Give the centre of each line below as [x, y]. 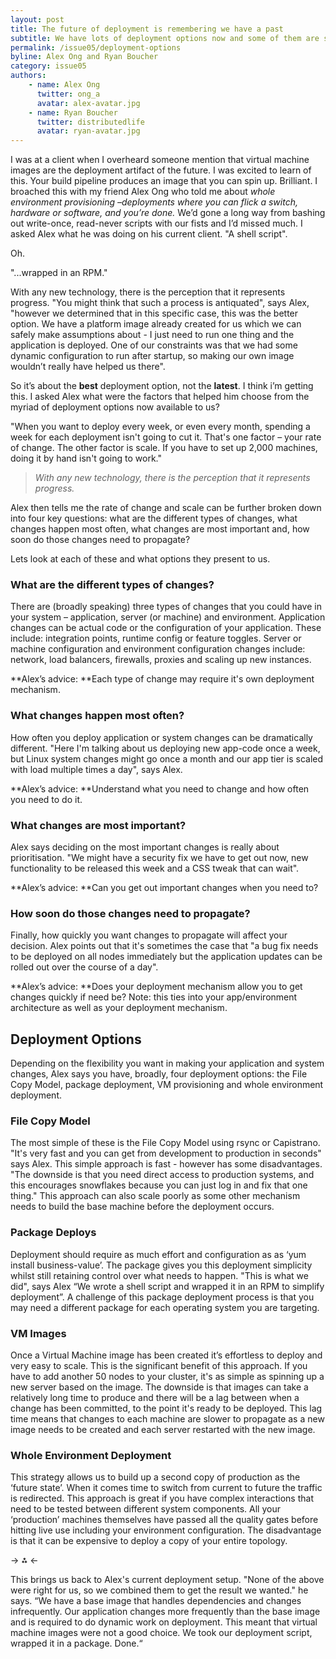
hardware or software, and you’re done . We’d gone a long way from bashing [168, 213]
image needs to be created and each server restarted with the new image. [163, 1430]
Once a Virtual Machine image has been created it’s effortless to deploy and [166, 1355]
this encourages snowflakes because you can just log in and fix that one [159, 1185]
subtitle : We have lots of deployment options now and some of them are [165, 38]
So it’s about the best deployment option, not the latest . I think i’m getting [162, 386]
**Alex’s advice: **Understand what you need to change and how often [160, 788]
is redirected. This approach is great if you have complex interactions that [162, 1498]
